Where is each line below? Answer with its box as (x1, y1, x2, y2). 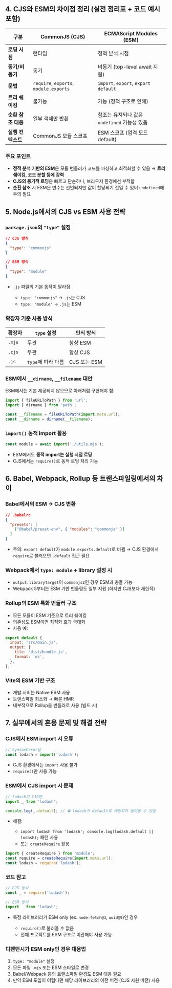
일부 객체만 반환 (33, 115, 69, 122)
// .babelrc (5, 512, 31, 518)
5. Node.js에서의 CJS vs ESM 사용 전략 (5, 207, 126, 216)
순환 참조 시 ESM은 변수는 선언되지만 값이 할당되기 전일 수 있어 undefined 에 (12, 185, 164, 191)
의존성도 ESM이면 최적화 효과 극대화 (12, 619, 85, 625)
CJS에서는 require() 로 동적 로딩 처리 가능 (12, 458, 98, 464)
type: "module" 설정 (12, 958, 55, 964)
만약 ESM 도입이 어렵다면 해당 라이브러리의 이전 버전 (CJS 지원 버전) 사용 (12, 977, 160, 983)
